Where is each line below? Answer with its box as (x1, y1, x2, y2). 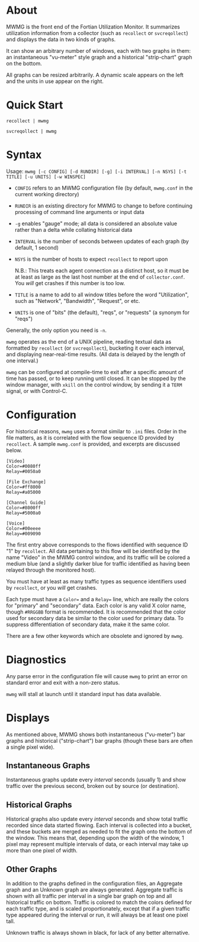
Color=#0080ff (6, 463, 41, 469)
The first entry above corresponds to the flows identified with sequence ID (6, 541, 188, 548)
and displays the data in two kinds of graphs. (6, 36, 116, 43)
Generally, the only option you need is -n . (6, 327, 107, 334)
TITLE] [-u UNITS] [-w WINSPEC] (6, 174, 86, 180)
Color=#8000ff (6, 504, 41, 510)
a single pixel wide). (6, 743, 55, 751)
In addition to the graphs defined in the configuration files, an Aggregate (6, 880, 182, 887)
